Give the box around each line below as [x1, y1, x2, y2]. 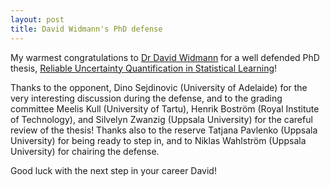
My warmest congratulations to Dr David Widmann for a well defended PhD [10, 51, 320, 63]
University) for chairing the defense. [10, 145, 160, 157]
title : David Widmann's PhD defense [10, 24, 163, 34]
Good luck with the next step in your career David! [10, 164, 217, 176]
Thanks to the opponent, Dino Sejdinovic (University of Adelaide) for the [10, 81, 308, 93]
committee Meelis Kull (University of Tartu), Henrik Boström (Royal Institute [10, 102, 320, 115]
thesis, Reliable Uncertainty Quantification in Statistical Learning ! [10, 62, 278, 74]
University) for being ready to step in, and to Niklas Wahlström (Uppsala [10, 134, 307, 146]
